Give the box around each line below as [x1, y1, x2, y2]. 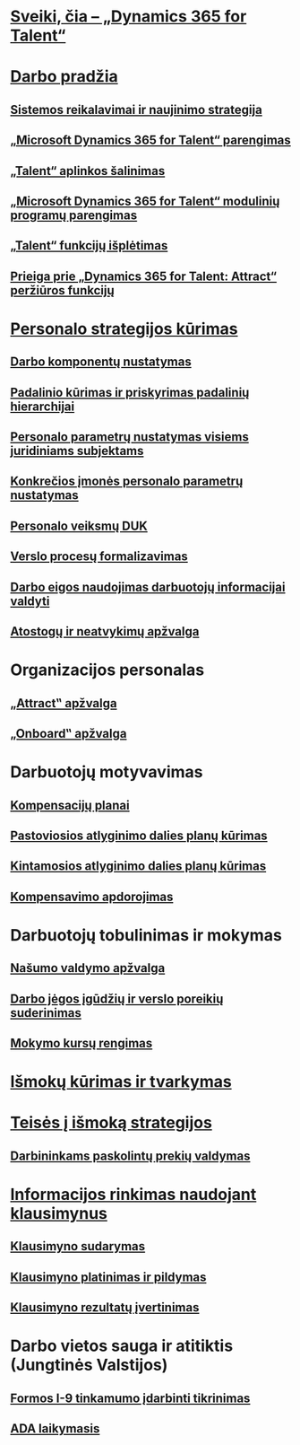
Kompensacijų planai [10, 797, 130, 813]
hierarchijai [10, 398, 75, 414]
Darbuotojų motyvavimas [10, 762, 203, 783]
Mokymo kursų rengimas [10, 1036, 153, 1051]
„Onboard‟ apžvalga [10, 726, 127, 741]
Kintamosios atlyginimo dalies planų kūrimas [10, 859, 267, 874]
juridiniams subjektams [10, 443, 144, 459]
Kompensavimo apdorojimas [10, 889, 174, 904]
